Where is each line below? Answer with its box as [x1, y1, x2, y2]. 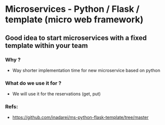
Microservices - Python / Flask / [5, 3, 140, 15]
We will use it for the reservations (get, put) [12, 91, 101, 97]
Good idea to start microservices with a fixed [5, 34, 147, 42]
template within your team [5, 41, 88, 50]
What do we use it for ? [5, 80, 62, 86]
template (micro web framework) [5, 14, 144, 25]
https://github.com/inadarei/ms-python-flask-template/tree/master [12, 115, 149, 121]
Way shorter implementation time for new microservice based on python [12, 67, 161, 73]
